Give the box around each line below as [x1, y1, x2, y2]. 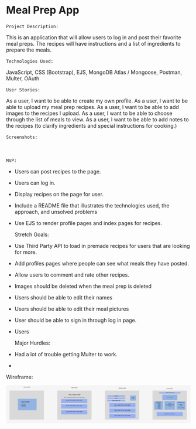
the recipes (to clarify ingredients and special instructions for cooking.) [6, 122, 177, 129]
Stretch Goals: [14, 231, 49, 238]
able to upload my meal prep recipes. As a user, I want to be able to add [6, 103, 180, 110]
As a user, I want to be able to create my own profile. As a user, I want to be [6, 97, 188, 104]
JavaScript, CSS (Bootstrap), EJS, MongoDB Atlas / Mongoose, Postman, [6, 69, 183, 76]
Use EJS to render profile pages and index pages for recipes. [14, 219, 163, 226]
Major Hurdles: [14, 339, 51, 346]
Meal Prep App [6, 4, 80, 17]
